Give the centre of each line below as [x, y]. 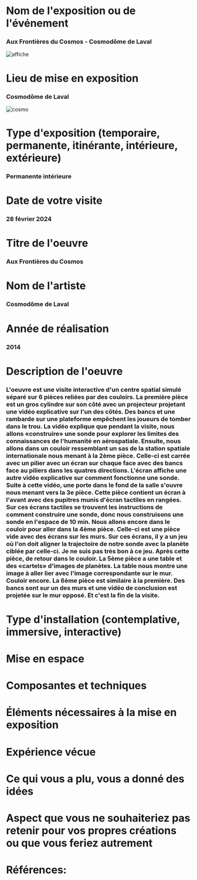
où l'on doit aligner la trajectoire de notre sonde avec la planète [98, 543]
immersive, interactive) [64, 632]
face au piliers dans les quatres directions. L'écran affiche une [96, 470]
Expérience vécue [51, 752]
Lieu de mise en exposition [72, 78]
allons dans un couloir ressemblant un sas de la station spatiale [98, 448]
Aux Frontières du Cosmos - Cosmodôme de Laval [79, 42]
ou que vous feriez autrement [79, 843]
